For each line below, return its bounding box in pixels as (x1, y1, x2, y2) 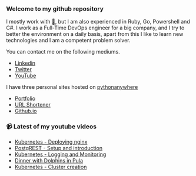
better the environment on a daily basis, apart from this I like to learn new (6, 31, 184, 38)
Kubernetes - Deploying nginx (14, 138, 88, 145)
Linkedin (14, 59, 36, 67)
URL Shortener (14, 101, 51, 108)
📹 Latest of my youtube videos (6, 122, 97, 131)
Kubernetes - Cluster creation (14, 163, 87, 170)
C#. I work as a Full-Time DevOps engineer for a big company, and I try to (6, 24, 185, 31)
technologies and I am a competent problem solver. (6, 37, 131, 44)
